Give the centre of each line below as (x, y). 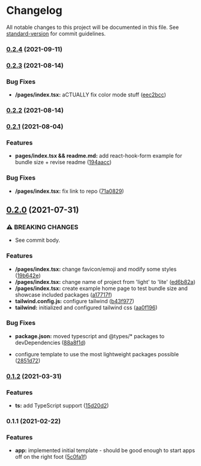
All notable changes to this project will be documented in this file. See (93, 27)
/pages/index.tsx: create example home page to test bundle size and (101, 288)
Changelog (34, 11)
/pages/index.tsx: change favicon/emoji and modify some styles (96, 269)
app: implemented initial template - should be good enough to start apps (105, 450)
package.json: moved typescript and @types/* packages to (90, 336)
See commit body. (37, 240)
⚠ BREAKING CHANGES (42, 227)
